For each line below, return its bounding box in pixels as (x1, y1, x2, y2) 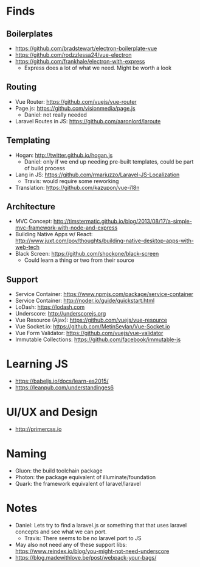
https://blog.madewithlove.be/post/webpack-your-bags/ (15, 554, 157, 561)
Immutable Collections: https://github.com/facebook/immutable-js (15, 336, 181, 343)
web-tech (15, 244, 40, 251)
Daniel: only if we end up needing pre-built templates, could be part (24, 157, 194, 165)
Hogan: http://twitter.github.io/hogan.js (15, 151, 113, 159)
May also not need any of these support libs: (15, 541, 127, 548)
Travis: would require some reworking (24, 177, 119, 184)
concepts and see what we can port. (15, 528, 107, 535)
